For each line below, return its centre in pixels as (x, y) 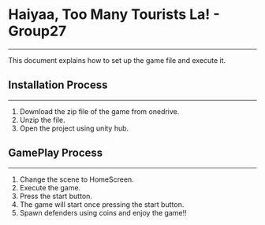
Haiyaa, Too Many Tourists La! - (114, 15)
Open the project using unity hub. (74, 128)
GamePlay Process (56, 153)
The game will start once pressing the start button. (102, 204)
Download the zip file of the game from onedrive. (99, 111)
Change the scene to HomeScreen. (77, 179)
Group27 (37, 31)
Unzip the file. (42, 120)
